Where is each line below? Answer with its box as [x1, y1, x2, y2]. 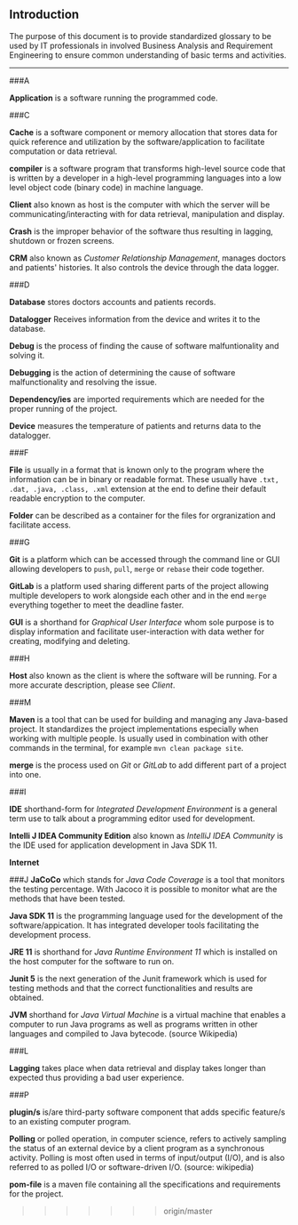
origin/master [163, 1205, 213, 1216]
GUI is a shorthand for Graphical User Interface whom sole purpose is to [9, 617, 275, 627]
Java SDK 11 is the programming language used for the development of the [9, 910, 284, 921]
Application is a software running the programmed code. [9, 93, 218, 103]
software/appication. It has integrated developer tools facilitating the [9, 920, 260, 931]
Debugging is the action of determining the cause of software [9, 367, 236, 377]
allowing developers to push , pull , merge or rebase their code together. [9, 563, 264, 574]
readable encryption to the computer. [9, 493, 145, 504]
